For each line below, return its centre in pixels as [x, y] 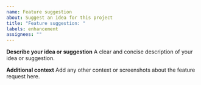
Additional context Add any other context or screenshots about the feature [101, 70]
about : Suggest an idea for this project [60, 18]
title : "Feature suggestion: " [46, 23]
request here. [23, 76]
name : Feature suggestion [39, 12]
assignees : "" [24, 35]
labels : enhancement [33, 29]
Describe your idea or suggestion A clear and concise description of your [100, 52]
